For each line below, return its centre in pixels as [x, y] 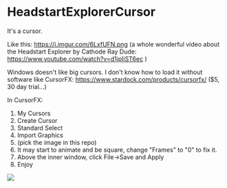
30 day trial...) [27, 86]
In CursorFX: [25, 99]
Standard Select [40, 128]
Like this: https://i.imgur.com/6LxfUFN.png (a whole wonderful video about [113, 44]
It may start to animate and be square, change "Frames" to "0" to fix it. [117, 150]
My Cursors [34, 113]
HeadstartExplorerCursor [82, 12]
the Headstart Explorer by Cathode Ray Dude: [72, 51]
